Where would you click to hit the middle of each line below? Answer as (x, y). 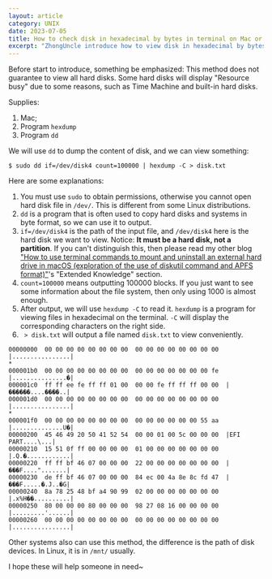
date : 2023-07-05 (38, 31)
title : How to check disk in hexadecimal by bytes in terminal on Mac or (136, 39)
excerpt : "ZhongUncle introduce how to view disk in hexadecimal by (126, 46)
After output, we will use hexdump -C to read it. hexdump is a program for (138, 309)
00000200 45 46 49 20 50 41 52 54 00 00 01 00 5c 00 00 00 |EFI (125, 435)
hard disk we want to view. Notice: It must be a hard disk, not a (125, 240)
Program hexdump (48, 127)
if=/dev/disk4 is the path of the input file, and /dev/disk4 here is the (134, 231)
